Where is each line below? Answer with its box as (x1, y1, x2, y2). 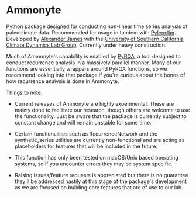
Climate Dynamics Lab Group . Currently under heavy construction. (6, 42, 167, 49)
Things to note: (6, 89, 43, 96)
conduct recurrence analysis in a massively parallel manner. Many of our (6, 59, 181, 66)
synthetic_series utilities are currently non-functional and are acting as (14, 136, 185, 143)
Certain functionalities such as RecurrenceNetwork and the (14, 130, 158, 137)
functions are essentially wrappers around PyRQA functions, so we (6, 65, 167, 72)
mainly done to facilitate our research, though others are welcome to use (14, 106, 190, 113)
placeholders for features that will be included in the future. (14, 143, 158, 150)
